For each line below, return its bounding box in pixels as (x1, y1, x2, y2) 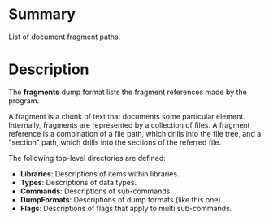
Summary (8, 5, 76, 24)
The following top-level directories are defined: (8, 153, 166, 162)
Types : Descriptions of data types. (20, 177, 137, 187)
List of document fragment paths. (8, 32, 121, 41)
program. (8, 95, 40, 106)
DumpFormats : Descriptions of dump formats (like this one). (20, 194, 223, 204)
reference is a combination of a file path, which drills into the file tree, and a (8, 128, 262, 138)
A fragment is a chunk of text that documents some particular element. (8, 111, 245, 121)
